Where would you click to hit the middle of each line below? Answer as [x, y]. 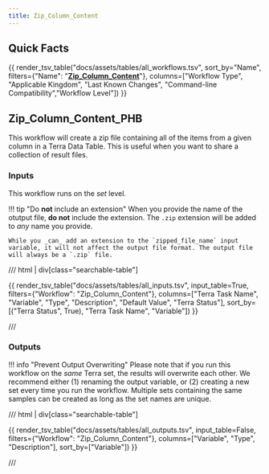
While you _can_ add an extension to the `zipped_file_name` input [124, 241]
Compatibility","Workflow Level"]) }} [67, 93]
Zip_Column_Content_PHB [75, 118]
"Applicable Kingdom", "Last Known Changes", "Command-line [113, 84]
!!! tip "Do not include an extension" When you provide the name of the [126, 209]
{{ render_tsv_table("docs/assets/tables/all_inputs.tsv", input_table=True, [128, 285]
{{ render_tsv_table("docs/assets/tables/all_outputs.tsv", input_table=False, [132, 430]
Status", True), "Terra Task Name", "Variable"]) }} [117, 311]
